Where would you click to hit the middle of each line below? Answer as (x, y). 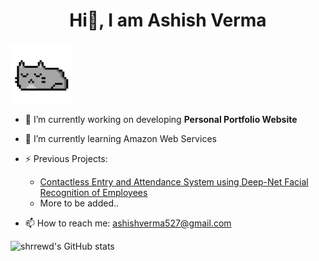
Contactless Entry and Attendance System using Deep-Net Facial (174, 181)
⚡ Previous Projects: (66, 158)
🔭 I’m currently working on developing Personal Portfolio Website (161, 119)
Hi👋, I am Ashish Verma (168, 20)
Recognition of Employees (93, 192)
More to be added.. (79, 203)
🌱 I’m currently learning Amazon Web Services (120, 138)
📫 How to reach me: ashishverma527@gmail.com (128, 223)
